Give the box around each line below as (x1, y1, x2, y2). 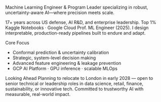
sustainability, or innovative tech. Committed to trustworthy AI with (5, 86, 144, 92)
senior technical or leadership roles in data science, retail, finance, (5, 80, 144, 86)
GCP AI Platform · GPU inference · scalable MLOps (12, 65, 118, 71)
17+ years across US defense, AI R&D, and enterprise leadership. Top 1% (5, 20, 156, 25)
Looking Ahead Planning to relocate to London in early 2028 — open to (5, 75, 153, 81)
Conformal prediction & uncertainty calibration (12, 50, 110, 55)
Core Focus (5, 40, 29, 46)
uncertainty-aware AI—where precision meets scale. (5, 10, 115, 16)
